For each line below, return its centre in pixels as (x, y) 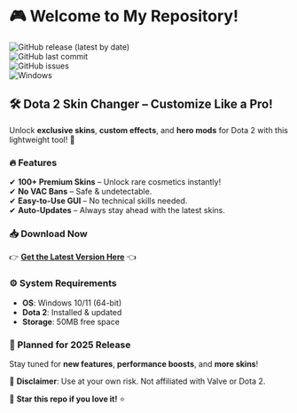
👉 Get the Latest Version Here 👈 (73, 257)
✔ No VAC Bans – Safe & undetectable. (81, 192)
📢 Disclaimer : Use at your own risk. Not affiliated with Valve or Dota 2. (137, 381)
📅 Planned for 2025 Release (70, 345)
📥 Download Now (48, 234)
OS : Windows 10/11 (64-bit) (72, 303)
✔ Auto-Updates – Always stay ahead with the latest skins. (117, 210)
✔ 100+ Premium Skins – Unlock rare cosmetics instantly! (115, 182)
